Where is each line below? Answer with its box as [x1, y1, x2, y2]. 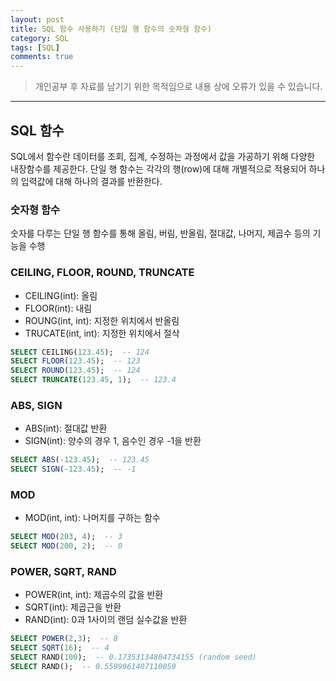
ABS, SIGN [10, 398, 63, 412]
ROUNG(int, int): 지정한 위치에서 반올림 [24, 314, 180, 326]
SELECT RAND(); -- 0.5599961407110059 [10, 662, 177, 672]
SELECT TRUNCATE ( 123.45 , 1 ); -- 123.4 [10, 375, 177, 385]
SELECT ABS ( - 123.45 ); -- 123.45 [10, 455, 150, 465]
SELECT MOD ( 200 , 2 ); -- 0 [10, 541, 123, 551]
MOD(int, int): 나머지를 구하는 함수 [24, 512, 161, 524]
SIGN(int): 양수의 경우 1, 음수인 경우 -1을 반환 [24, 435, 202, 447]
